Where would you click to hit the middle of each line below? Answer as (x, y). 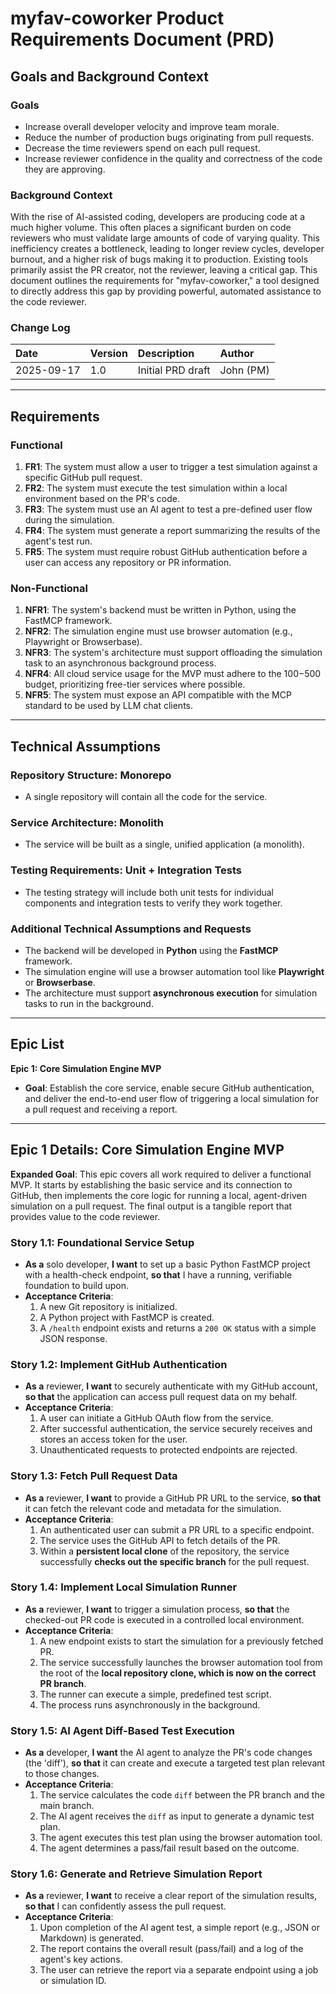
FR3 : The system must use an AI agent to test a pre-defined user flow (168, 509)
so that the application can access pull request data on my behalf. (161, 1397)
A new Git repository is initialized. (108, 1306)
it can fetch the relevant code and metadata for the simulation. (153, 1508)
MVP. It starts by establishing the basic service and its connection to (151, 1184)
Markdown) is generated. (91, 1938)
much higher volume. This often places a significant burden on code (151, 228)
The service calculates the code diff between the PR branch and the (182, 1795)
